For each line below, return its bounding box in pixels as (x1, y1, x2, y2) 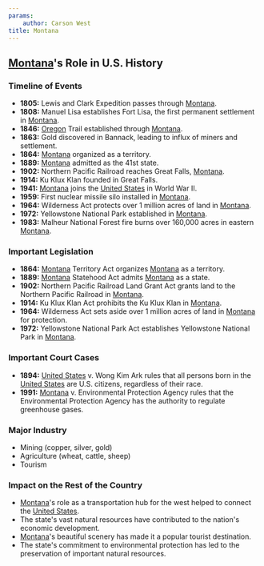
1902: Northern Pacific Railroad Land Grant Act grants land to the (19, 281, 236, 291)
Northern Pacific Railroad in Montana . (19, 290, 144, 299)
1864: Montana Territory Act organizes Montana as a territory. (19, 264, 226, 274)
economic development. (19, 524, 100, 533)
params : (8, 11, 34, 20)
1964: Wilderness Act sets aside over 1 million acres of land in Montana (19, 307, 256, 316)
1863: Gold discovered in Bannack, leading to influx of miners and (19, 133, 238, 143)
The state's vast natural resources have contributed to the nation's (19, 515, 240, 524)
